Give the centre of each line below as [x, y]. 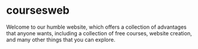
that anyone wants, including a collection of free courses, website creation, [99, 33]
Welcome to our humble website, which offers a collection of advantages [97, 27]
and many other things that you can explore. [61, 39]
